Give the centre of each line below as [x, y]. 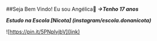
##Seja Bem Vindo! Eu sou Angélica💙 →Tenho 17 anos [72, 9]
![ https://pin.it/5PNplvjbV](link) [43, 32]
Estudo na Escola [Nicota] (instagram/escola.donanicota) [79, 20]
